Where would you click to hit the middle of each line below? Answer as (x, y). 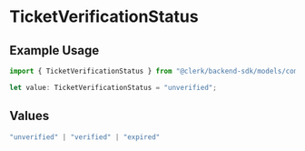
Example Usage (54, 50)
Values (30, 116)
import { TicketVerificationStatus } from (91, 71)
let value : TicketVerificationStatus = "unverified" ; (113, 87)
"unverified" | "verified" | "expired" (85, 137)
